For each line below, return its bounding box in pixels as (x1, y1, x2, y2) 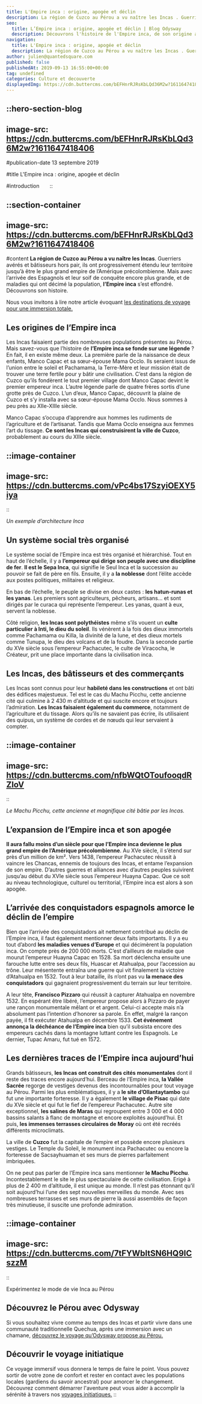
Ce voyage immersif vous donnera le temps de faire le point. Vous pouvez (6, 1365, 189, 1372)
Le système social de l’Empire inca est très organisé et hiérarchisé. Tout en (6, 551, 192, 558)
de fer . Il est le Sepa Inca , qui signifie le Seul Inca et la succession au (6, 564, 179, 571)
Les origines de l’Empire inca (6, 323, 117, 333)
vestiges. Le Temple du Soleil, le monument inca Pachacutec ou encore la (6, 1145, 189, 1152)
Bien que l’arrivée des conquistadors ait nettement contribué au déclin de (6, 928, 188, 935)
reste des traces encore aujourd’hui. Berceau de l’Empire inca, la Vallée (6, 1075, 183, 1083)
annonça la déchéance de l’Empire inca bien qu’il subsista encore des (6, 1022, 182, 1030)
